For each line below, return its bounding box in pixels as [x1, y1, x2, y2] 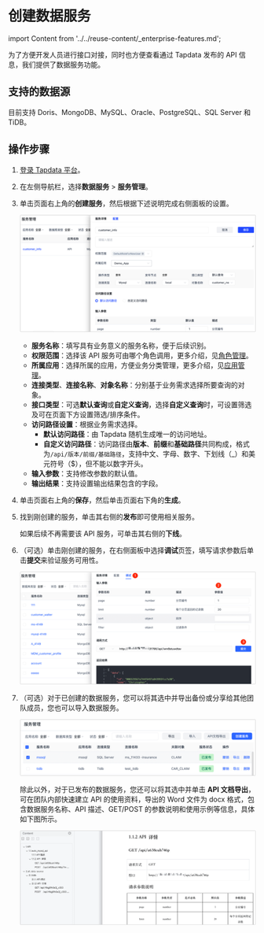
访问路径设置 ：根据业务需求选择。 [31, 419, 142, 429]
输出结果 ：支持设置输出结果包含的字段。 [31, 478, 163, 488]
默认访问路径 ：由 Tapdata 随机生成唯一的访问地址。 [42, 429, 211, 439]
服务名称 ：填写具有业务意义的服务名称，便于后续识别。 [31, 340, 211, 350]
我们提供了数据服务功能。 [21, 60, 104, 69]
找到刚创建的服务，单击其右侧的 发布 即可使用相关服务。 [19, 512, 199, 521]
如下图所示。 [19, 814, 61, 824]
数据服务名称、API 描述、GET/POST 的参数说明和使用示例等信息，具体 [26, 804, 255, 813]
